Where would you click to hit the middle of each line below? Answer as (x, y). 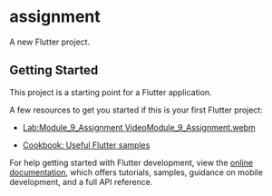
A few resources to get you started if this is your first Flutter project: (136, 110)
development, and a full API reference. (81, 181)
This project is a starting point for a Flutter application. (111, 92)
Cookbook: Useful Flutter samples (86, 145)
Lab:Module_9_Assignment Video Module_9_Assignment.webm (139, 127)
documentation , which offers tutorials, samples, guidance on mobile (136, 172)
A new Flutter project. (50, 42)
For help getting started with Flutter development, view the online (131, 162)
